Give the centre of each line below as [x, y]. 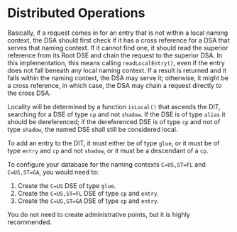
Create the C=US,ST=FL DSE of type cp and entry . [88, 193]
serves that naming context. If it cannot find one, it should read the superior [118, 48]
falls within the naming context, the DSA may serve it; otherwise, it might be [118, 78]
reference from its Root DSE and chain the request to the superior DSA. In [115, 55]
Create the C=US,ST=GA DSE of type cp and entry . [88, 201]
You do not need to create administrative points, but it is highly [99, 214]
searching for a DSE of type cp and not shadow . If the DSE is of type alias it [116, 114]
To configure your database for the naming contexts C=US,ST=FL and [106, 164]
